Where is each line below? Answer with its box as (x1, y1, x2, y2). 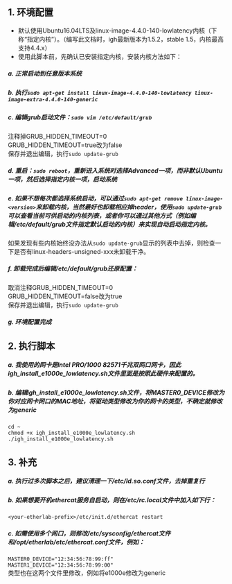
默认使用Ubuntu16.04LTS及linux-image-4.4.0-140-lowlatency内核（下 (17, 26, 217, 35)
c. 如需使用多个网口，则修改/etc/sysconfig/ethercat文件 (8, 529, 171, 538)
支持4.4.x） (17, 44, 51, 52)
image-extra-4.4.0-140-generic (8, 96, 98, 103)
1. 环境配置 (8, 6, 54, 19)
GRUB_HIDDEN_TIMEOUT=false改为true (8, 292, 123, 300)
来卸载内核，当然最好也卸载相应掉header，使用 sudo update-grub (35, 203, 222, 211)
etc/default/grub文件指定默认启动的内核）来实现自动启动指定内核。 (16, 220, 212, 228)
